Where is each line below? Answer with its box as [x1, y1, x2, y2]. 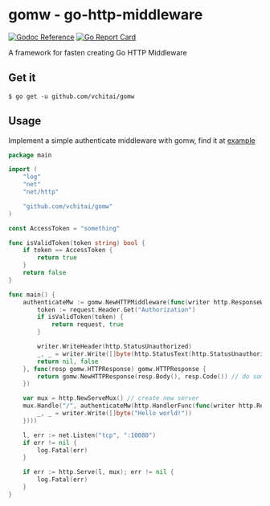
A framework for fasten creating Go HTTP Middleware [8, 47, 187, 57]
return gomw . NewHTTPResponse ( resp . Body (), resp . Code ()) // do [37, 372, 250, 381]
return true [37, 254, 78, 262]
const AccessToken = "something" [8, 224, 121, 232]
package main [8, 151, 52, 159]
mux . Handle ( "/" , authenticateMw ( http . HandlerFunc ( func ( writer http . [22, 402, 257, 410]
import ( [8, 165, 38, 173]
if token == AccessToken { [22, 247, 113, 255]
